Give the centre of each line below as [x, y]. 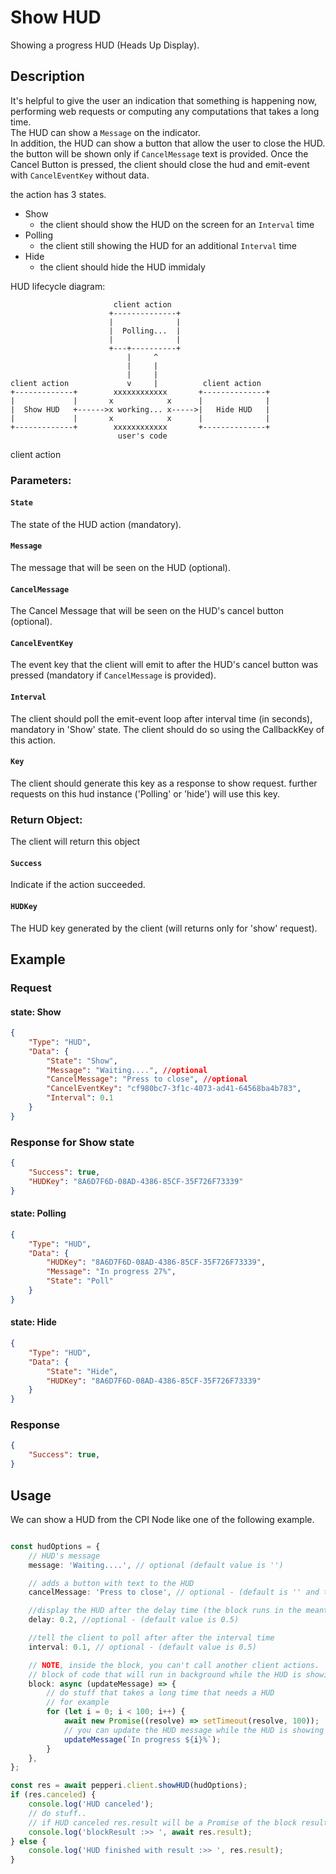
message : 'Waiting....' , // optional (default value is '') [156, 1565]
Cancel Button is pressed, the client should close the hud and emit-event [160, 164]
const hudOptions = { [55, 1546]
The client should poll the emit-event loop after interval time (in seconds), [161, 718]
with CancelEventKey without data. [80, 175]
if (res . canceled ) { [53, 1795]
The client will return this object [75, 842]
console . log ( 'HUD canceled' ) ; [91, 1804]
